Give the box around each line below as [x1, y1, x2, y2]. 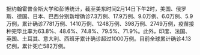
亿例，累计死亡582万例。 [6, 42, 69, 50]
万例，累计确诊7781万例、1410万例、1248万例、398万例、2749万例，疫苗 [6, 20, 189, 27]
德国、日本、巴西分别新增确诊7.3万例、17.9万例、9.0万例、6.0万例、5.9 [16, 13, 193, 20]
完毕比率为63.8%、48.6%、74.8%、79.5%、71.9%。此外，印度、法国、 [11, 27, 191, 35]
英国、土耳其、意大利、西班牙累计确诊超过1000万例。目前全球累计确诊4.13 [6, 35, 191, 42]
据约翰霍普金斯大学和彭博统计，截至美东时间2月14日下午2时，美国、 [6, 5, 176, 12]
